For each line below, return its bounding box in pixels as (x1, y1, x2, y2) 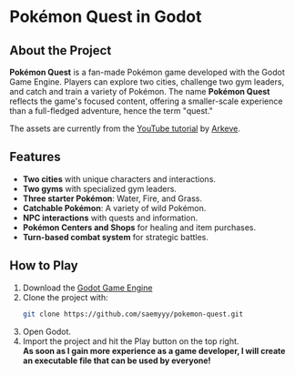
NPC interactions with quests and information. (22, 212, 198, 223)
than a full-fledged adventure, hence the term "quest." (9, 106, 214, 116)
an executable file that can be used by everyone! (22, 355, 211, 366)
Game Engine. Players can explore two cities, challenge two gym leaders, (9, 76, 285, 87)
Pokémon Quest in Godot (9, 6, 202, 27)
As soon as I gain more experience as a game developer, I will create (22, 345, 286, 356)
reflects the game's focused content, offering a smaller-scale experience (9, 96, 283, 106)
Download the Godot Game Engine (22, 282, 153, 293)
